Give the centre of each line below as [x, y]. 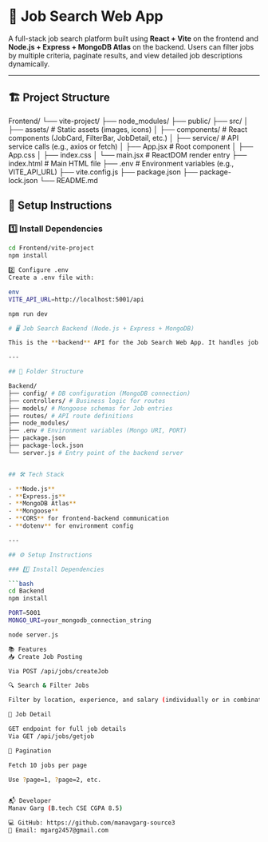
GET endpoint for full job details [67, 729]
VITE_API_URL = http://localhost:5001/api [77, 299]
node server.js [33, 635]
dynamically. [29, 64]
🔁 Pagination [30, 751]
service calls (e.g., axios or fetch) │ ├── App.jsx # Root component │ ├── [131, 146]
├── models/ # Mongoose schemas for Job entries [91, 408]
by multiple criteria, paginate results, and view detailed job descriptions [126, 55]
